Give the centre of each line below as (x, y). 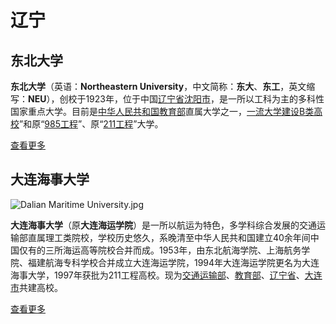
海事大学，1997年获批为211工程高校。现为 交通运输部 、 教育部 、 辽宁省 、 (157, 275)
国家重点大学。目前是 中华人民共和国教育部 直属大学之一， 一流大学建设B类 (162, 111)
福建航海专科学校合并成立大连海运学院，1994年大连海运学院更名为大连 (173, 262)
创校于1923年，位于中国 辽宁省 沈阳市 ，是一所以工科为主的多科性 (192, 99)
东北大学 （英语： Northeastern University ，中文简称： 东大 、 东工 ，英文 (158, 86)
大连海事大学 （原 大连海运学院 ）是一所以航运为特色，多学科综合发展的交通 (163, 225)
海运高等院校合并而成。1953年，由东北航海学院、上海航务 (182, 250)
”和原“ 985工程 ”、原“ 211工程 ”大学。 (91, 124)
